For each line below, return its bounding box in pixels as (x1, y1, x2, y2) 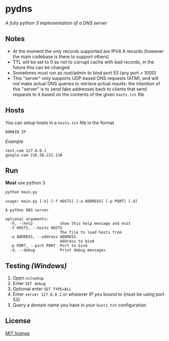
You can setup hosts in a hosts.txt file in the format (5, 119, 115, 126)
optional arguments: (5, 216, 49, 222)
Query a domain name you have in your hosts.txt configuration (12, 302, 147, 308)
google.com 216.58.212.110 (5, 152, 63, 158)
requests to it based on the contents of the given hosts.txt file (12, 91, 145, 97)
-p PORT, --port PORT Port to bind (10, 243, 88, 249)
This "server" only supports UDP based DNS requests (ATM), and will (12, 75, 159, 81)
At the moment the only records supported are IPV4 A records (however (12, 48, 164, 54)
